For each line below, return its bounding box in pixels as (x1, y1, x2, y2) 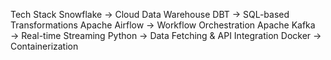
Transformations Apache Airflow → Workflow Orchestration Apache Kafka (10, 19, 316, 31)
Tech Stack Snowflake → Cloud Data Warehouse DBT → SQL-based (10, 9, 290, 20)
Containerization (10, 40, 79, 52)
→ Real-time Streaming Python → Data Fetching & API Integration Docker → (10, 30, 322, 41)
